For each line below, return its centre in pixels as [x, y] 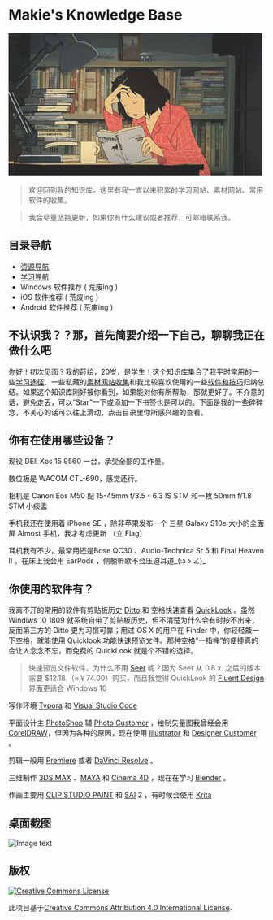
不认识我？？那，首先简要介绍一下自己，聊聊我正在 [136, 335]
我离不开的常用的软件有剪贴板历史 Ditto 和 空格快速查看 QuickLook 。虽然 [132, 610]
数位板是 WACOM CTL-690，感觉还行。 [75, 479]
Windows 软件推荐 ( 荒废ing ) [69, 287]
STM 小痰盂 [28, 506]
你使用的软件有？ [51, 589]
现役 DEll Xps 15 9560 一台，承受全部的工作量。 [89, 462]
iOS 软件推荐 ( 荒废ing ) [59, 297]
